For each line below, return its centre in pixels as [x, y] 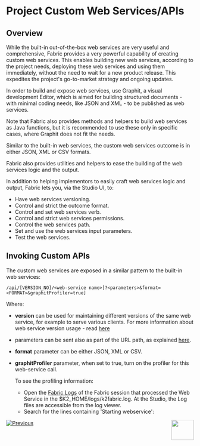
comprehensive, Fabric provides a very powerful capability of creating [92, 54]
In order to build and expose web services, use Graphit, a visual [84, 90]
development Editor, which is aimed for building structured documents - [94, 97]
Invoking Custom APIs [48, 256]
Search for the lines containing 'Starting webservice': [89, 411]
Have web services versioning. [52, 199]
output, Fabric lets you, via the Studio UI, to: [60, 187]
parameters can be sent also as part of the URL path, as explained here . [103, 340]
